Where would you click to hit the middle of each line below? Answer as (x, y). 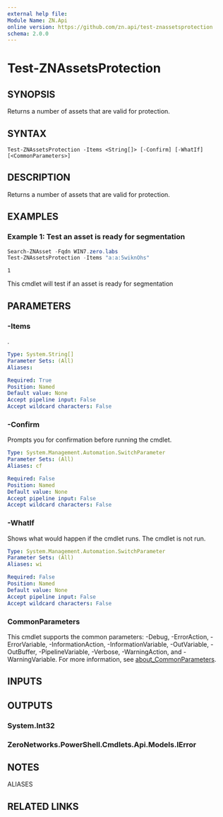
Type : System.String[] (41, 354)
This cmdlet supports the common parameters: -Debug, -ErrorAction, (108, 636)
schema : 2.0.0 (28, 34)
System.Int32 (31, 725)
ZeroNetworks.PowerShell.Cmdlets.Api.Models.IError (102, 744)
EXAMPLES (33, 217)
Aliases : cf (25, 466)
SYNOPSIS (31, 94)
